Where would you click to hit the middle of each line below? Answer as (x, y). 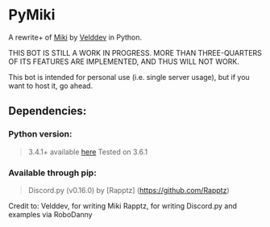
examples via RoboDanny (50, 214)
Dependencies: (48, 111)
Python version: (40, 134)
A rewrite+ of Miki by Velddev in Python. (75, 37)
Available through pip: (52, 173)
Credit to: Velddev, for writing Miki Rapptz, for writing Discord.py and (123, 206)
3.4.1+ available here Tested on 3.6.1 (88, 152)
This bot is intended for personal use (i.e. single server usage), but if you (129, 77)
